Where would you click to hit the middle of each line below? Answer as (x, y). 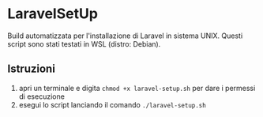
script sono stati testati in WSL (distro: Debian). (84, 43)
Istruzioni (32, 69)
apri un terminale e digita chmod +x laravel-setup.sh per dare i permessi (137, 88)
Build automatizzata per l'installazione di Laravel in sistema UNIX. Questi (125, 36)
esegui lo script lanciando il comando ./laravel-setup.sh (112, 104)
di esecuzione (41, 96)
